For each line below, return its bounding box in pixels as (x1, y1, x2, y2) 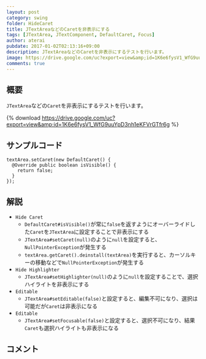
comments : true (6, 60, 45, 66)
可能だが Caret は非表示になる (24, 302, 98, 310)
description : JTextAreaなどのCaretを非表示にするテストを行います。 (6, 49, 167, 55)
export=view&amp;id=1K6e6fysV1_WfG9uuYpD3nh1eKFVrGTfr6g (6, 121, 170, 128)
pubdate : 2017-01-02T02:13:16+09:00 (6, 44, 100, 50)
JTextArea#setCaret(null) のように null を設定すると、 (24, 236, 161, 243)
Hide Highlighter (15, 266, 60, 273)
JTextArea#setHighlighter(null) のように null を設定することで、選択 (24, 272, 199, 280)
